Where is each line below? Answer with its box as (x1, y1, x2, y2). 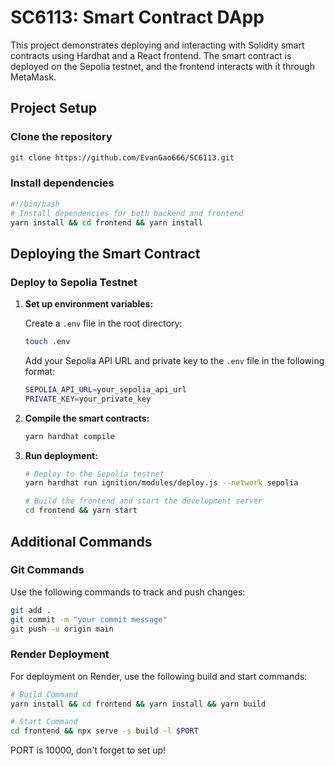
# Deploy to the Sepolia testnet (24, 469, 165, 479)
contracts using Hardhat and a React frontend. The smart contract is (10, 49, 292, 61)
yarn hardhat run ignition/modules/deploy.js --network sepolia (24, 478, 299, 488)
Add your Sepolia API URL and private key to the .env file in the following (24, 354, 325, 366)
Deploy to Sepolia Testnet (10, 275, 138, 289)
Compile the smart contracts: (24, 412, 150, 424)
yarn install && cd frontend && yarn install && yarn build (10, 699, 267, 709)
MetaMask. (10, 71, 57, 83)
